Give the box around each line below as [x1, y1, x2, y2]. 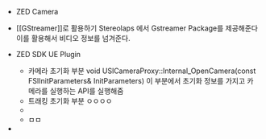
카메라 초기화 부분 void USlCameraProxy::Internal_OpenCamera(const [27, 66, 256, 76]
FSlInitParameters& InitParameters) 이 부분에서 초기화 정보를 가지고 [27, 76, 246, 85]
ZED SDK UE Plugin [15, 50, 81, 59]
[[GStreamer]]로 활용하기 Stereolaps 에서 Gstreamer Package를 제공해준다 [15, 23, 258, 33]
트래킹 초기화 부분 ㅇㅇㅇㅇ [27, 96, 113, 105]
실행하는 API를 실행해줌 [49, 86, 124, 96]
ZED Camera [15, 7, 59, 16]
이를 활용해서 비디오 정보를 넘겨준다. [15, 34, 131, 43]
